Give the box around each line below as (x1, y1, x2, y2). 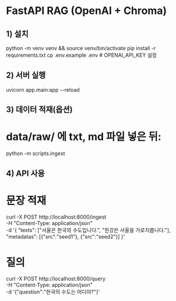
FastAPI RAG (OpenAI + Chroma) (6, 4, 167, 18)
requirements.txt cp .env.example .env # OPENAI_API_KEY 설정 (6, 51, 157, 58)
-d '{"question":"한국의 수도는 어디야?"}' (6, 288, 100, 296)
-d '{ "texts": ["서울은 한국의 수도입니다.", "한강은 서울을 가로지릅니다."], (6, 227, 171, 234)
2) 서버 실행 (6, 70, 46, 80)
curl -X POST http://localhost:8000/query (6, 275, 106, 282)
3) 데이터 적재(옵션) (6, 105, 73, 115)
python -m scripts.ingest (6, 150, 65, 157)
